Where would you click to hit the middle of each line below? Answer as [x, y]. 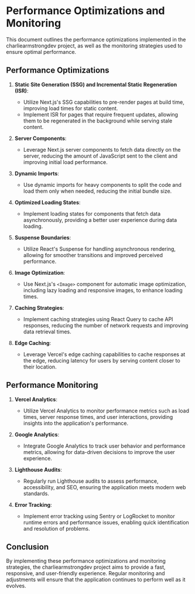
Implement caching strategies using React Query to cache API [98, 319]
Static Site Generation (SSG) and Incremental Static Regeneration [96, 84]
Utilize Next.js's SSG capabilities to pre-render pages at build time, [104, 102]
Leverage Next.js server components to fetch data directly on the [102, 149]
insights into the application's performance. [76, 423]
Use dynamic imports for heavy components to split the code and [102, 185]
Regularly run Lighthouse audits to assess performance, [91, 481]
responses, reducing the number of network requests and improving [106, 325]
